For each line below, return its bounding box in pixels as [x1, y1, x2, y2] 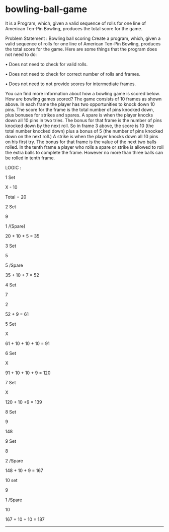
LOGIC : [5, 164, 22, 170]
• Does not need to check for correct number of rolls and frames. [5, 71, 141, 77]
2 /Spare [5, 457, 24, 463]
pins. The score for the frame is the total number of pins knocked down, [5, 106, 154, 112]
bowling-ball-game [5, 4, 88, 15]
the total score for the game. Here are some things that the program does [5, 46, 157, 52]
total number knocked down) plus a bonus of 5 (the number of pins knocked [5, 128, 163, 134]
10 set [5, 477, 18, 483]
